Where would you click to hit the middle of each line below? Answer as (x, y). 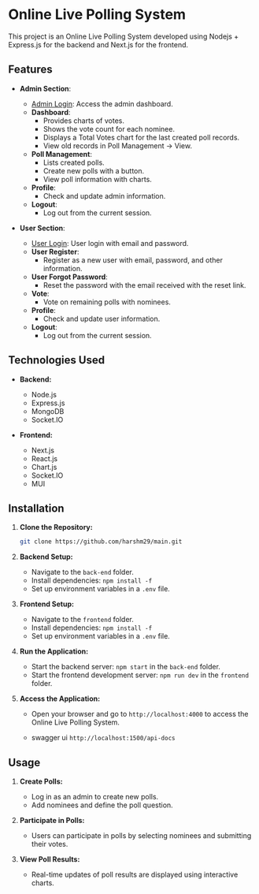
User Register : (55, 251)
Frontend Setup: (47, 604)
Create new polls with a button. (94, 170)
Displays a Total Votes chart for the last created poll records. (141, 137)
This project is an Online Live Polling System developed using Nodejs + (124, 36)
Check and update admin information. (104, 196)
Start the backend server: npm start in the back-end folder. (126, 667)
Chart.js (44, 467)
